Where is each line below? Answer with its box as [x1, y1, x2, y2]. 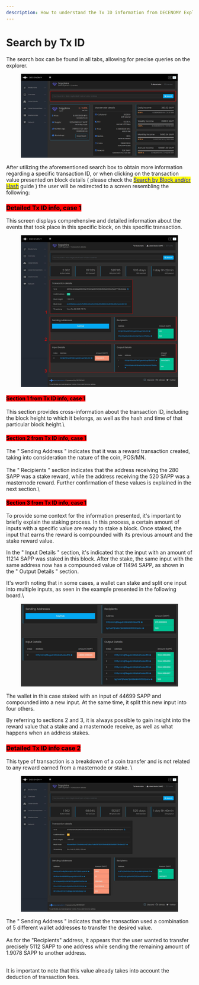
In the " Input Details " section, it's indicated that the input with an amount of [6, 549, 192, 556]
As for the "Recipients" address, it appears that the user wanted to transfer [6, 937, 189, 944]
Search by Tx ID [6, 36, 85, 49]
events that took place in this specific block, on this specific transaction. [6, 223, 182, 231]
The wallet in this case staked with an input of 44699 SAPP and [6, 692, 162, 700]
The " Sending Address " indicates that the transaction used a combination [6, 918, 189, 925]
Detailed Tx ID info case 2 [6, 744, 81, 752]
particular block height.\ [6, 421, 65, 428]
